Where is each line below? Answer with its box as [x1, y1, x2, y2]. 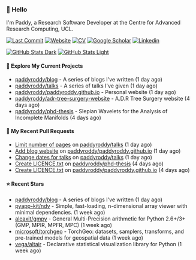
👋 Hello [6, 5, 28, 14]
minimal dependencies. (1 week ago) [14, 208, 105, 216]
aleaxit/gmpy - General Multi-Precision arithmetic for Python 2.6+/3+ [14, 215, 186, 222]
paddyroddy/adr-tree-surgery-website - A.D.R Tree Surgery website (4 [14, 95, 190, 102]
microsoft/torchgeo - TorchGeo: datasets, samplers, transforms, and [14, 228, 185, 235]
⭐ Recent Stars [6, 180, 44, 188]
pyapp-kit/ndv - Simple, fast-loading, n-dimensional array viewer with [14, 202, 188, 209]
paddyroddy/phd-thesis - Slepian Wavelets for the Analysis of [14, 107, 168, 114]
